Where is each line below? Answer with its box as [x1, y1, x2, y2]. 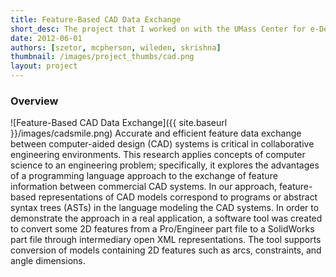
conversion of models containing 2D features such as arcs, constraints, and [10, 244, 322, 256]
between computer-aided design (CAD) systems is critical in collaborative [10, 138, 315, 150]
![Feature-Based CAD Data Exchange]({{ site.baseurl [10, 117, 228, 129]
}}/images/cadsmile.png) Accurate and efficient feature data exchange [10, 127, 302, 140]
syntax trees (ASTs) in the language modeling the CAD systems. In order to [10, 202, 320, 214]
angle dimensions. [10, 255, 86, 267]
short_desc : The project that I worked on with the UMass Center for [10, 24, 307, 34]
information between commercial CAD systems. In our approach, [10, 181, 278, 193]
